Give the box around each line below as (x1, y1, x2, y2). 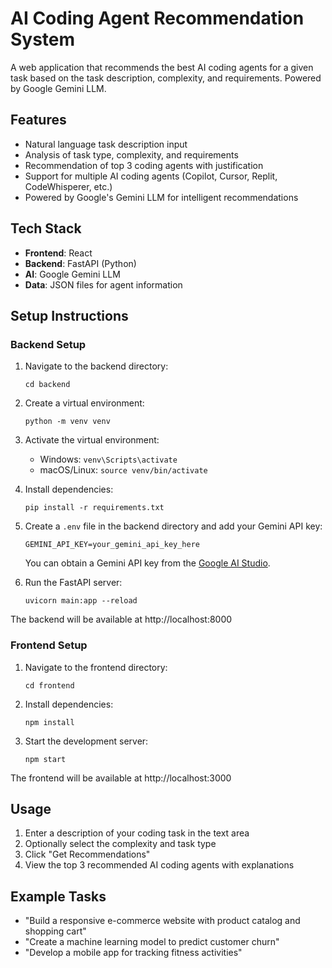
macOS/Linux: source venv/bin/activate (39, 464, 208, 476)
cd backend (24, 380, 71, 390)
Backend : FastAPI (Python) (24, 257, 137, 269)
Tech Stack (10, 220, 82, 237)
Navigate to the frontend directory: (24, 661, 168, 673)
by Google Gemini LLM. (10, 82, 107, 94)
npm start (24, 754, 67, 764)
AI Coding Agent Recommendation (10, 7, 305, 30)
